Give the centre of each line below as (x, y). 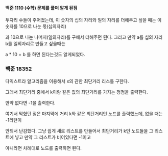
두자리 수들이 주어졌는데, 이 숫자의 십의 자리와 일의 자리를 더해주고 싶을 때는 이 (83, 20)
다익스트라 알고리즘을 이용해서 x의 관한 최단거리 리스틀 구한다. (67, 81)
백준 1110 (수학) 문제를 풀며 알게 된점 (41, 8)
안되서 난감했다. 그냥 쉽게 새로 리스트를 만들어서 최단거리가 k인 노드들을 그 (79, 131)
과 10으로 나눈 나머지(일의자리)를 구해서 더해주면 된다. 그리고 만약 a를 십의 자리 (84, 37)
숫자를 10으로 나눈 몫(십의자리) (36, 27)
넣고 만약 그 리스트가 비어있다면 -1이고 (53, 137)
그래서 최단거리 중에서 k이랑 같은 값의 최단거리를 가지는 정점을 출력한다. (77, 92)
